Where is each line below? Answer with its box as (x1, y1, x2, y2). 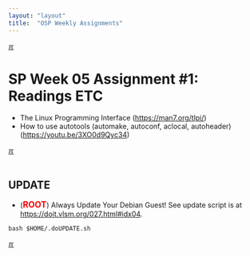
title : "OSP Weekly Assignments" (8, 19, 124, 27)
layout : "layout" (8, 11, 66, 20)
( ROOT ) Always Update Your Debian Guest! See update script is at (19, 199, 242, 211)
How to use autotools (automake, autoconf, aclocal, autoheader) (19, 121, 232, 132)
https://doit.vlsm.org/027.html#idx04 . (19, 209, 143, 219)
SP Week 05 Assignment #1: (8, 69, 199, 88)
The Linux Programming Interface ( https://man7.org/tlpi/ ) (19, 113, 207, 123)
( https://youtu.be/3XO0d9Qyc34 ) (19, 130, 130, 140)
